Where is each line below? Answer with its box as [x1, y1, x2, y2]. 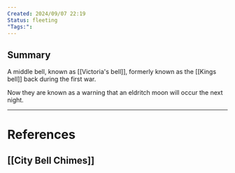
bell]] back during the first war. [7, 75, 97, 84]
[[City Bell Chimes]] [7, 154, 95, 166]
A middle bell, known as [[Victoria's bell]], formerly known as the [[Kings [7, 68, 217, 76]
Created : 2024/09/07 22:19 [7, 10, 86, 17]
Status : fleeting [7, 17, 58, 24]
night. [7, 96, 24, 105]
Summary [7, 49, 51, 61]
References [7, 127, 76, 143]
